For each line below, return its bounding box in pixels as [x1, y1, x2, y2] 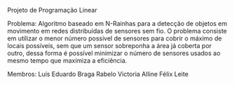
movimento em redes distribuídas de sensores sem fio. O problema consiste [7, 27, 228, 35]
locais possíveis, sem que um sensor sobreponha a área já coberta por [7, 42, 212, 49]
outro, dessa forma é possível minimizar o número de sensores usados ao [7, 49, 221, 57]
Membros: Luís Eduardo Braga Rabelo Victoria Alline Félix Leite [7, 70, 189, 78]
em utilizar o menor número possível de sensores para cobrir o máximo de [7, 34, 222, 42]
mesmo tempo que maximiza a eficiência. [7, 56, 128, 65]
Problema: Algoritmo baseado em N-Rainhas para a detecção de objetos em [7, 20, 228, 27]
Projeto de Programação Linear [7, 6, 97, 14]
